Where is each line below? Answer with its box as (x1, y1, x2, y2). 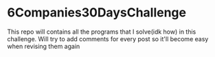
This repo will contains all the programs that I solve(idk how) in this (7, 27, 196, 36)
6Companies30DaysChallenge (7, 5, 187, 21)
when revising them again (7, 42, 80, 50)
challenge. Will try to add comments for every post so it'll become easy (7, 34, 209, 43)
